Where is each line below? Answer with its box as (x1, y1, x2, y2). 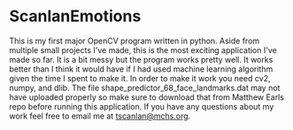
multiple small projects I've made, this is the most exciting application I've (9, 44, 277, 55)
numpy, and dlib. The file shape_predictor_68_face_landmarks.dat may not (9, 82, 281, 93)
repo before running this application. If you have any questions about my (9, 101, 274, 111)
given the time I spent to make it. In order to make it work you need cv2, (9, 73, 271, 83)
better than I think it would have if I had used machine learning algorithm (9, 64, 274, 74)
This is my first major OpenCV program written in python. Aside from (9, 35, 260, 46)
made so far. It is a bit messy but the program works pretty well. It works (9, 54, 274, 65)
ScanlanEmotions (9, 6, 142, 27)
